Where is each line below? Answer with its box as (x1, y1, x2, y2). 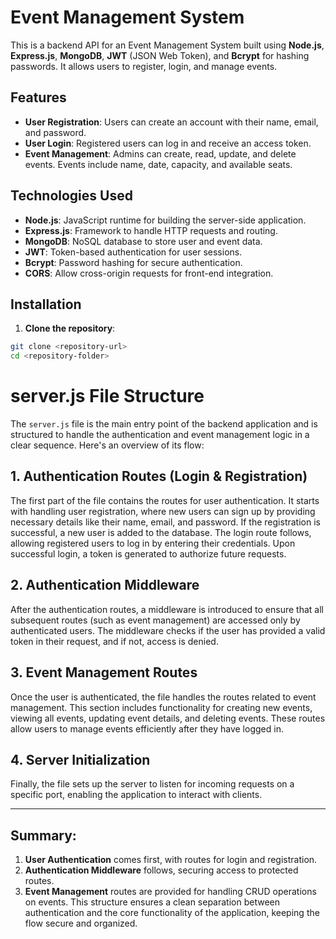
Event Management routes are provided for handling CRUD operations (24, 886, 317, 898)
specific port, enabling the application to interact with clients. (10, 789, 263, 801)
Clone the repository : (24, 322, 116, 335)
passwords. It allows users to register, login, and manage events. (10, 60, 278, 72)
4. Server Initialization (10, 751, 151, 768)
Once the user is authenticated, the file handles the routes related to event (10, 691, 317, 703)
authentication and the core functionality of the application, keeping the (24, 907, 320, 919)
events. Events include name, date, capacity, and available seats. (24, 158, 293, 170)
